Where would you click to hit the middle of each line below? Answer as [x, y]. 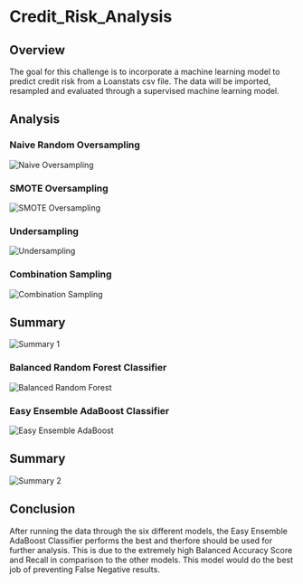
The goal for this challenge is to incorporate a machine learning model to [145, 71]
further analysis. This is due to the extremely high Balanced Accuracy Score [151, 550]
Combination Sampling [61, 275]
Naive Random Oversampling [75, 145]
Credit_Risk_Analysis [91, 17]
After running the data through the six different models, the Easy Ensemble [148, 531]
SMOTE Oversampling [59, 188]
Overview [38, 50]
